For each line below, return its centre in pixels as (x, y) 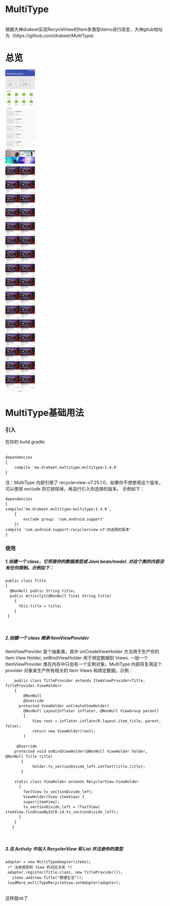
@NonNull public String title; (43, 591)
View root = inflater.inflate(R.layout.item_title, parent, (97, 721)
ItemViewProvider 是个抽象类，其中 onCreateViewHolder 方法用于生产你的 (82, 652)
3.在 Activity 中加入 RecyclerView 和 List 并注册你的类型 (64, 849)
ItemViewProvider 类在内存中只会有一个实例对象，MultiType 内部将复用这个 (84, 664)
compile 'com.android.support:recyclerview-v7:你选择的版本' (69, 530)
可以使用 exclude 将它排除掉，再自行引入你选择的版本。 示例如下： (75, 489)
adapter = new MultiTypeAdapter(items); (48, 862)
